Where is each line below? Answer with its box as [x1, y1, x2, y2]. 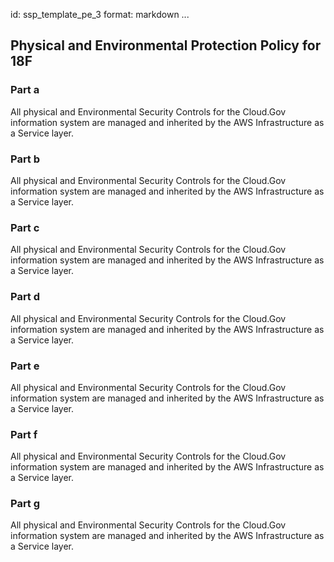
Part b [10, 152, 41, 166]
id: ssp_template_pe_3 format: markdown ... [10, 9, 190, 20]
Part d [10, 290, 41, 304]
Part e [10, 359, 40, 373]
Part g [10, 497, 41, 511]
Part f [10, 427, 38, 441]
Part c [10, 220, 40, 234]
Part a [10, 83, 40, 97]
